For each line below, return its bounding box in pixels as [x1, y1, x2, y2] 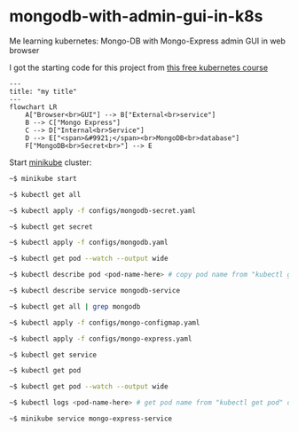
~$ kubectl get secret [9, 222, 93, 232]
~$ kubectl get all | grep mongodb [9, 302, 141, 311]
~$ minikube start [9, 174, 77, 183]
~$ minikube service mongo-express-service [9, 414, 173, 423]
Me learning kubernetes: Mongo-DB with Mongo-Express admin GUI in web [9, 35, 286, 46]
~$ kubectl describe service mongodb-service [9, 287, 180, 295]
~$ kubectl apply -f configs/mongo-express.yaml [9, 334, 192, 343]
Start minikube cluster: [9, 157, 92, 168]
